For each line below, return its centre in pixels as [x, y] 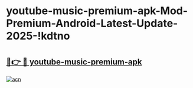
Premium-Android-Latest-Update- [92, 23]
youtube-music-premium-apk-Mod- [97, 11]
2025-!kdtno [38, 36]
